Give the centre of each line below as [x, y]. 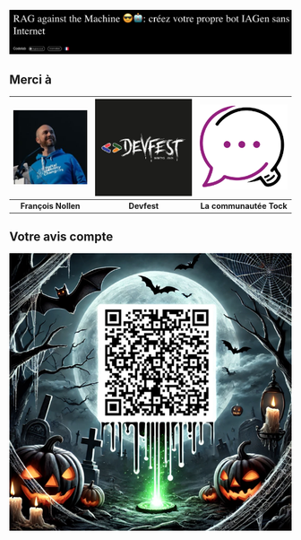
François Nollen [50, 206]
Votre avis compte [61, 236]
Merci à [30, 79]
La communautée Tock [244, 206]
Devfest [144, 206]
